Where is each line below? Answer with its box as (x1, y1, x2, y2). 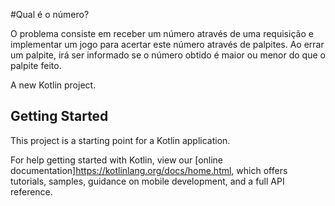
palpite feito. (10, 60, 62, 71)
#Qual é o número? (10, 9, 90, 20)
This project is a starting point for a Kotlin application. (10, 134, 231, 146)
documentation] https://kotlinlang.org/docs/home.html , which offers (10, 164, 288, 176)
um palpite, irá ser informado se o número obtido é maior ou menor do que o (10, 49, 326, 61)
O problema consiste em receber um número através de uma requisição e (10, 28, 314, 39)
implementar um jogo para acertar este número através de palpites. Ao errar (10, 39, 325, 50)
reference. (10, 185, 53, 198)
